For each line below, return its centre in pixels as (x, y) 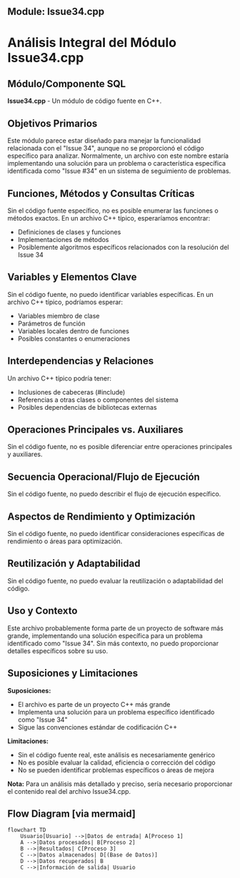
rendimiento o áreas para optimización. (65, 541)
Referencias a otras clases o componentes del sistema (98, 400)
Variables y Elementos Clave (72, 277)
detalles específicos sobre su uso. (58, 651)
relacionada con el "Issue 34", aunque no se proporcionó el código (106, 148)
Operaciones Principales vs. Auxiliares (95, 430)
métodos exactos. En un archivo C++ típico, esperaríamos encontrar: (109, 218)
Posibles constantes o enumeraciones (74, 338)
